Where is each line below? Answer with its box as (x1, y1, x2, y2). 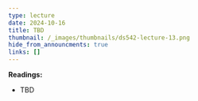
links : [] (8, 48, 41, 56)
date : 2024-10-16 (8, 19, 66, 27)
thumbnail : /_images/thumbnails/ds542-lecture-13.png (8, 33, 191, 42)
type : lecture (8, 11, 56, 20)
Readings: (8, 70, 43, 79)
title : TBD (8, 26, 45, 34)
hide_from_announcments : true (8, 41, 109, 49)
